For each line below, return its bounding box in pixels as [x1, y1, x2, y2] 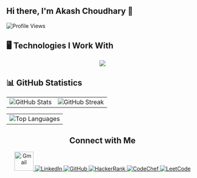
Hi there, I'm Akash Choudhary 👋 [6, 6, 133, 16]
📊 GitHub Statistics [6, 78, 82, 88]
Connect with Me [69, 135, 136, 146]
